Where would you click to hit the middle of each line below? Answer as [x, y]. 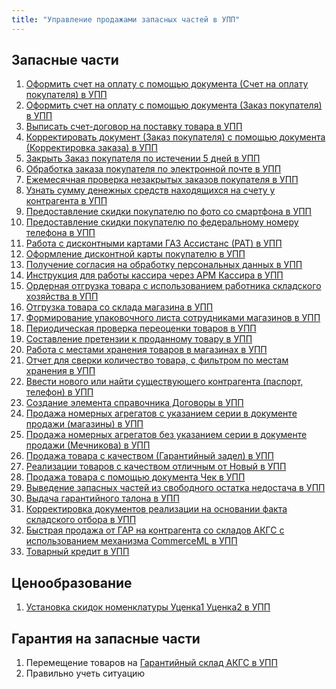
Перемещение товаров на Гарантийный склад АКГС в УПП [151, 663]
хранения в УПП [60, 371]
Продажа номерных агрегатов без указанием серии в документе [166, 435]
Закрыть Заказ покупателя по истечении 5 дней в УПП [143, 158]
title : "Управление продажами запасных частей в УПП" [126, 19]
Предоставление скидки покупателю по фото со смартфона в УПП [169, 212]
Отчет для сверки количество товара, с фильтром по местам [157, 360]
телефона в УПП [60, 233]
